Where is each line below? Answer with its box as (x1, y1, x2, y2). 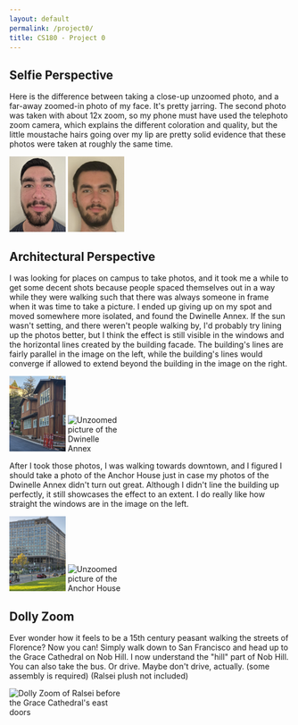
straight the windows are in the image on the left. (9, 498, 189, 509)
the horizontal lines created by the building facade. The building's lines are (9, 340, 284, 350)
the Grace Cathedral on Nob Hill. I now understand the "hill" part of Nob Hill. (9, 651, 289, 662)
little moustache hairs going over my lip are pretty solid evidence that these (9, 130, 286, 140)
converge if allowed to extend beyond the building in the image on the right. (9, 358, 288, 369)
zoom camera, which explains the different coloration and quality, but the (9, 120, 278, 131)
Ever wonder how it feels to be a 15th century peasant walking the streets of (9, 632, 289, 643)
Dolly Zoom (9, 609, 75, 624)
